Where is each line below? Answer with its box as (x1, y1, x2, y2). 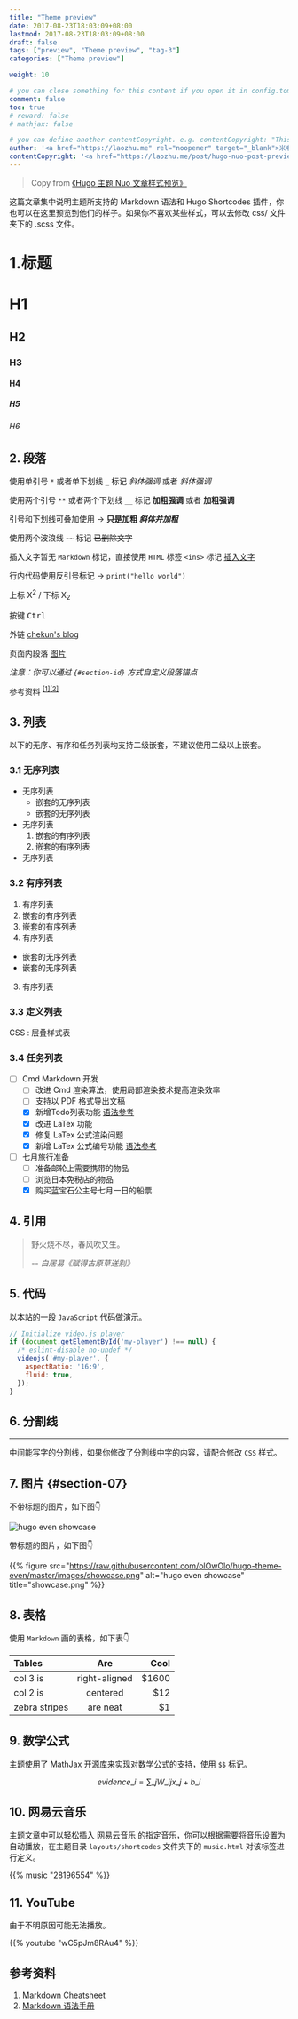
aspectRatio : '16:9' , (25, 1362, 105, 1371)
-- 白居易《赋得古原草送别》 (30, 1257, 135, 1268)
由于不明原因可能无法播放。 (9, 1920, 111, 1931)
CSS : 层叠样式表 (9, 1027, 71, 1038)
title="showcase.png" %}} (9, 1579, 106, 1591)
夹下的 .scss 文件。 (9, 219, 80, 229)
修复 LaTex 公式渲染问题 (35, 1129, 124, 1140)
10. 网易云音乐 (9, 1805, 87, 1820)
